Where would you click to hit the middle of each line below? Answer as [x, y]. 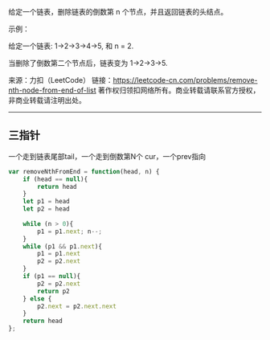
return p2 [53, 291]
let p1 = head [46, 202]
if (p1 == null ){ [52, 277]
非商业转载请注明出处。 [47, 100]
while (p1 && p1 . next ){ [63, 246]
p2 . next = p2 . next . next [77, 306]
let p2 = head [46, 209]
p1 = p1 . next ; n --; [70, 231]
